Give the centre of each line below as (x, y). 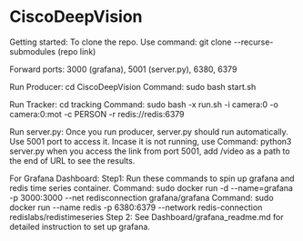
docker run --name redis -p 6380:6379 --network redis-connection (136, 207)
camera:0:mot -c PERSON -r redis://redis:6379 (97, 114)
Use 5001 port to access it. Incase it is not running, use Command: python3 (151, 141)
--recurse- (253, 42)
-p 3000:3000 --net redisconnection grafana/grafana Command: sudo (142, 197)
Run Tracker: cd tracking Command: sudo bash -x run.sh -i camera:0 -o (144, 104)
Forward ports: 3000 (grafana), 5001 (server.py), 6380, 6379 (123, 69)
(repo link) (77, 51)
